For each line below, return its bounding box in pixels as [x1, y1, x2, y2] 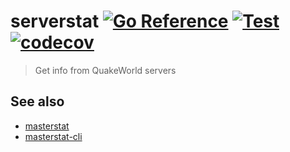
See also [10, 93, 65, 110]
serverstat [10, 10, 100, 33]
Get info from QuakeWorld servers [34, 64, 177, 76]
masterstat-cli [24, 130, 83, 142]
